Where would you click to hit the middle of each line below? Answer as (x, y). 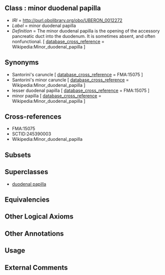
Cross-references (33, 117)
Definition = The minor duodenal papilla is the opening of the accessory (86, 31)
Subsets (18, 155)
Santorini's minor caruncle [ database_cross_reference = (70, 80)
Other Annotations (34, 233)
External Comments (36, 267)
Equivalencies (27, 200)
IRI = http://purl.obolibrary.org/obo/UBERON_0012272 (67, 20)
